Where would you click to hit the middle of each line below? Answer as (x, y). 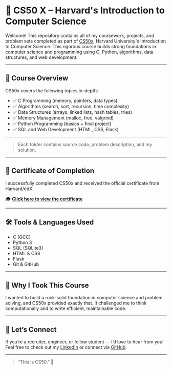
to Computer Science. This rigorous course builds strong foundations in (81, 46)
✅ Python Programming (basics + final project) (62, 124)
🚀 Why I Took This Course (47, 285)
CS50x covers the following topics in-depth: (52, 90)
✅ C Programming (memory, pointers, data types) (65, 100)
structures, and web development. (41, 57)
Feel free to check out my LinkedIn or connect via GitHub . (66, 347)
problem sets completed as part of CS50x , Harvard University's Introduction (86, 41)
